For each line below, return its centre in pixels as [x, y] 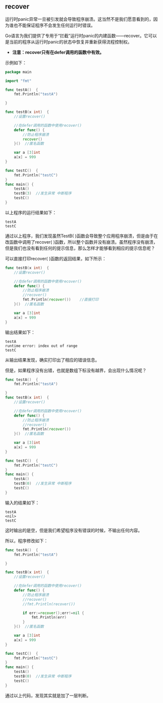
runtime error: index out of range [41, 346]
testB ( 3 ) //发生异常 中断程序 [43, 194]
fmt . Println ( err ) [49, 618]
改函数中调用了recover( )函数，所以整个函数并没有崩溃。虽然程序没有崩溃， [81, 242]
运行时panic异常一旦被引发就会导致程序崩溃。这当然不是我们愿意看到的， [79, 19]
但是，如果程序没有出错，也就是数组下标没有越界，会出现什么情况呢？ [76, 370]
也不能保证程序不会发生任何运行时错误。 [54, 25]
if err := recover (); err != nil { [53, 613]
